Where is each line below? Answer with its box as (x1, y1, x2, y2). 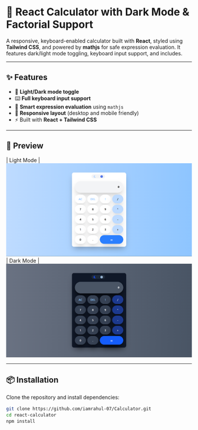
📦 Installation (6, 375, 59, 385)
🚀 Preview (6, 141, 44, 151)
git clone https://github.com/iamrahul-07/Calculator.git (6, 406, 151, 412)
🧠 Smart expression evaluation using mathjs (14, 103, 124, 110)
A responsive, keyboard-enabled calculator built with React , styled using (6, 37, 183, 44)
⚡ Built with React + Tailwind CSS (14, 116, 97, 123)
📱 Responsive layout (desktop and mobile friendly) (14, 109, 140, 117)
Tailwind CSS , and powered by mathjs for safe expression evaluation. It (6, 44, 181, 51)
